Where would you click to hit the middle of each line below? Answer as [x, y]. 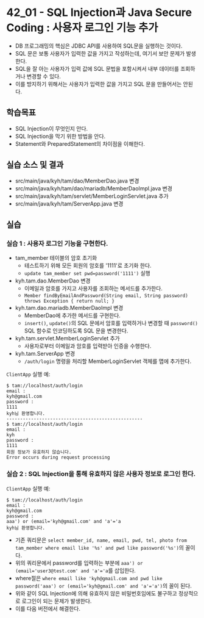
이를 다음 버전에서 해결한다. [48, 608]
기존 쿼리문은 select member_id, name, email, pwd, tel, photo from [101, 540]
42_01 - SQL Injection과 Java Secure [99, 13]
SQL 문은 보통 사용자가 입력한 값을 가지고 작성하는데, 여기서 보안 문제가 [100, 53]
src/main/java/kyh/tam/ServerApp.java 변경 [69, 203]
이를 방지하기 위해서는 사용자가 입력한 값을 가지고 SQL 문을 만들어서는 [98, 84]
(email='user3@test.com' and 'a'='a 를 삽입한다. [75, 570]
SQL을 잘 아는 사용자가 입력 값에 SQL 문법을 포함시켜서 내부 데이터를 [97, 68]
